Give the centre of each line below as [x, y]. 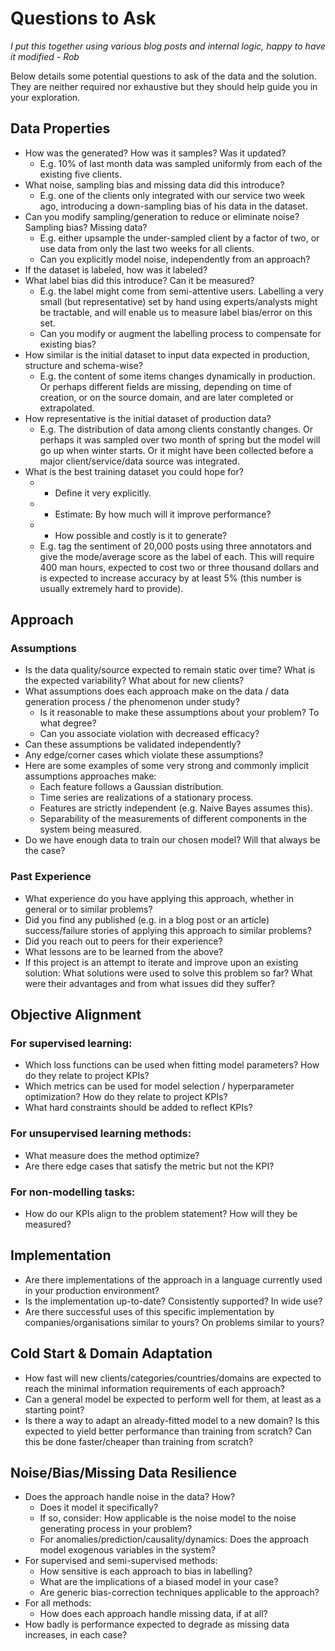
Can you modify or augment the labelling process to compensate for [180, 333]
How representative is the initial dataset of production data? [148, 418]
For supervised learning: [71, 1044]
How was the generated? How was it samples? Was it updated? [155, 153]
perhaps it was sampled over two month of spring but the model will [180, 439]
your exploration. [45, 97]
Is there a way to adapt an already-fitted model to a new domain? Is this [172, 1420]
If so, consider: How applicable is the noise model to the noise [168, 1518]
